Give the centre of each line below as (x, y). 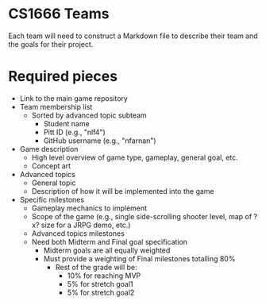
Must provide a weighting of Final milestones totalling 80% (139, 258)
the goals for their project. (51, 44)
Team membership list (56, 106)
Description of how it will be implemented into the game (123, 191)
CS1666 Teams (59, 14)
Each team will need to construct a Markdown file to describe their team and (133, 36)
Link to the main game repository (74, 98)
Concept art (51, 166)
